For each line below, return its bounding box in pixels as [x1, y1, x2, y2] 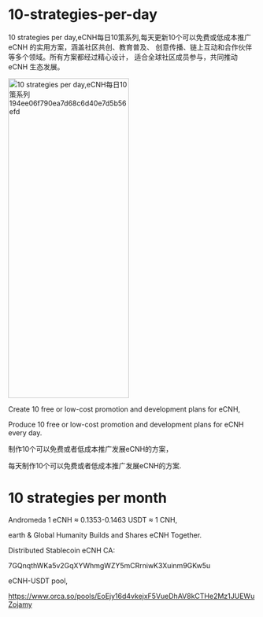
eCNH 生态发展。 [8, 61, 65, 72]
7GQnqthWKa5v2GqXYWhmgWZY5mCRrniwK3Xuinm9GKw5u [8, 560, 211, 570]
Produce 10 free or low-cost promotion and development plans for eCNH [8, 419, 244, 429]
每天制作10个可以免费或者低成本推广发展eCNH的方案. [8, 460, 182, 470]
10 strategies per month [8, 490, 167, 507]
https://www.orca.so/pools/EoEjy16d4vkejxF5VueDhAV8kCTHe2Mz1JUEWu [8, 591, 255, 600]
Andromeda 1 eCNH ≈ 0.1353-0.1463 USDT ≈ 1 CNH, [8, 515, 178, 524]
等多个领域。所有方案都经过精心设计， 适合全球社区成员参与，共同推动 [8, 52, 238, 61]
